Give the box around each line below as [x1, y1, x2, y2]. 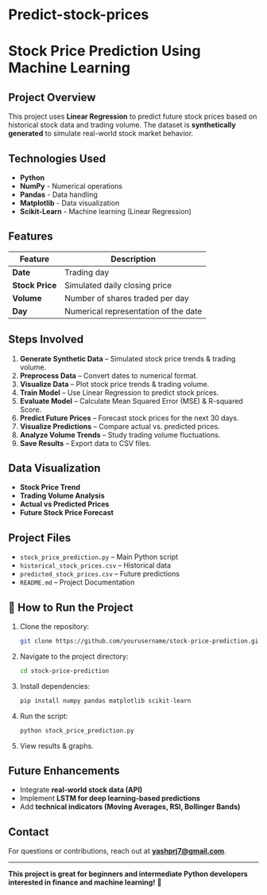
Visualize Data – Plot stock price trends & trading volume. [19, 379, 210, 389]
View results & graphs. [19, 741, 94, 750]
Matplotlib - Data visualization [19, 198, 120, 208]
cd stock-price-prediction [19, 666, 110, 674]
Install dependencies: [19, 681, 91, 690]
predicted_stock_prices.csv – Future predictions [19, 569, 180, 579]
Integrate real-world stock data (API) [19, 785, 143, 795]
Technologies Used [8, 151, 106, 165]
